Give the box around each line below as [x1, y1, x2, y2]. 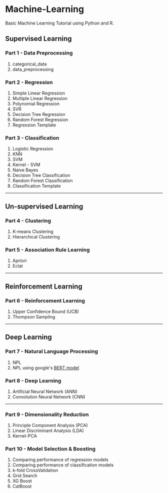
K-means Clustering [12, 228, 53, 234]
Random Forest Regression [12, 116, 68, 122]
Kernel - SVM [12, 161, 40, 168]
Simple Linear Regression [12, 90, 65, 96]
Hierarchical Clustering [12, 233, 60, 239]
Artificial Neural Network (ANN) [12, 388, 77, 394]
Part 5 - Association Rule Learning [5, 246, 90, 253]
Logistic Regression [12, 146, 53, 152]
